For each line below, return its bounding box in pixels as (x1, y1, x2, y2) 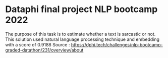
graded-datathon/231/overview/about (5, 47, 84, 53)
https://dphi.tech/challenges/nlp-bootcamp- (71, 41, 163, 47)
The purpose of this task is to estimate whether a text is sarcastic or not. (5, 31, 156, 37)
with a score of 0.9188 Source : (5, 41, 70, 47)
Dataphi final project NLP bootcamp (5, 4, 158, 15)
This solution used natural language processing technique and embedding (5, 36, 160, 42)
